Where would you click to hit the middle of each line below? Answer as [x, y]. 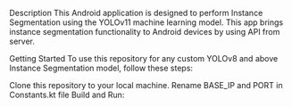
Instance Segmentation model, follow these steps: [101, 68]
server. [22, 41]
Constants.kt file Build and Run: [67, 95]
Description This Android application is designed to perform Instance [136, 13]
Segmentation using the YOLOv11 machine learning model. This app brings [146, 22]
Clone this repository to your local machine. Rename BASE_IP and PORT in [146, 85]
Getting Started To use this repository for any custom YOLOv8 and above [144, 58]
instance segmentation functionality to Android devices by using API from [145, 32]
